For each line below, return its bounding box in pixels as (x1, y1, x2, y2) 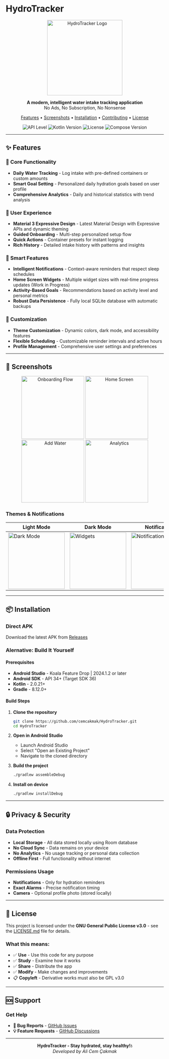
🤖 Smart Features (6, 254, 49, 261)
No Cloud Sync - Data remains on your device (13, 844, 109, 851)
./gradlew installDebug (13, 791, 63, 796)
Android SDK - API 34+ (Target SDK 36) (13, 676, 97, 682)
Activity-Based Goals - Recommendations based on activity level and (13, 287, 158, 293)
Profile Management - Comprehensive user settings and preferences (13, 343, 157, 349)
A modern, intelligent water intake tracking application (27, 99, 143, 105)
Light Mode (23, 523, 51, 531)
